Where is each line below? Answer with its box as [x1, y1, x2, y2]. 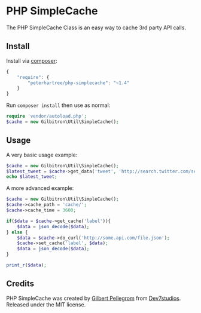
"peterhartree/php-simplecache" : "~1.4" [28, 79, 130, 86]
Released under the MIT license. [6, 300, 86, 308]
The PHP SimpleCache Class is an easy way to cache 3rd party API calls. [6, 24, 187, 31]
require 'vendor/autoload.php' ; [6, 113, 87, 119]
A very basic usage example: [6, 151, 78, 158]
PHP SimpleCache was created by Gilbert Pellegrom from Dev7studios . [6, 294, 181, 302]
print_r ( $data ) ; [6, 262, 47, 268]
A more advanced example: [6, 185, 74, 192]
